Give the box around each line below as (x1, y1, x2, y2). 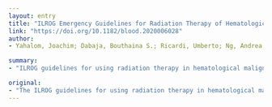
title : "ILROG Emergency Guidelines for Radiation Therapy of (8, 19, 223, 28)
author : (8, 34, 35, 43)
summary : (8, 57, 38, 65)
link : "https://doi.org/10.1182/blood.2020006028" (8, 27, 183, 35)
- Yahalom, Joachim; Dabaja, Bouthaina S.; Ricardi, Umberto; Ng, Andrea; (8, 42, 266, 50)
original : (8, 79, 42, 87)
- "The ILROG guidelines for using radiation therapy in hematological (8, 86, 255, 94)
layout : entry (8, 11, 57, 20)
